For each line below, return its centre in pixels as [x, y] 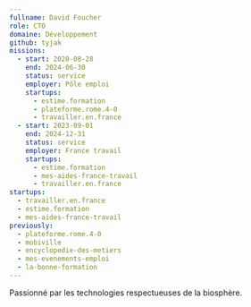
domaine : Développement [54, 34]
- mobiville [40, 243]
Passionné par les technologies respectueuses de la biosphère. [126, 293]
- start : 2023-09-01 [55, 126]
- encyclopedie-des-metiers [70, 251]
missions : [28, 51]
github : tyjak [36, 43]
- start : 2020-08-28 [55, 59]
